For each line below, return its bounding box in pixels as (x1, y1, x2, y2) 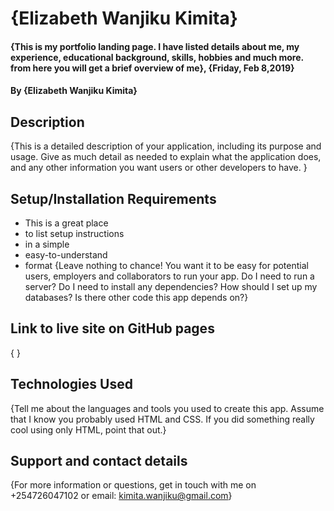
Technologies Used (10, 376, 133, 393)
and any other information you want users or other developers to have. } (10, 162, 308, 174)
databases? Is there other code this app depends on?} (24, 292, 249, 303)
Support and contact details (10, 453, 188, 470)
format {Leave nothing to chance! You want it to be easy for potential (24, 260, 309, 271)
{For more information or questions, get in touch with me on (10, 479, 257, 491)
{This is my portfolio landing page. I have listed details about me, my (10, 40, 300, 52)
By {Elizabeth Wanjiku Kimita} (10, 85, 138, 97)
